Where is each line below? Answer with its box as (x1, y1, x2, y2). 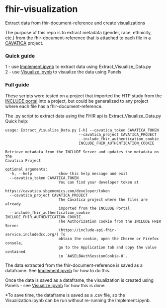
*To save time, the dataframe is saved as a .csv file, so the (5, 292, 125, 298)
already (5, 201, 21, 206)
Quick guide (5, 52, 35, 59)
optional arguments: (5, 167, 48, 172)
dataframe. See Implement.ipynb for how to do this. (5, 267, 111, 273)
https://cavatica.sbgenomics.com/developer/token (5, 188, 110, 193)
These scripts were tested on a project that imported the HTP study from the (5, 93, 162, 99)
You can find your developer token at (58, 180, 139, 185)
